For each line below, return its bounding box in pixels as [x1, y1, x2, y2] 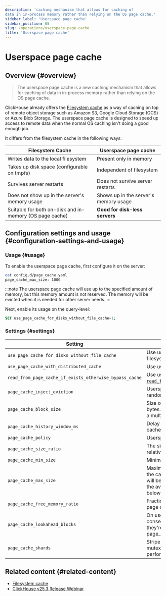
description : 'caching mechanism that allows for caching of [5, 7, 134, 12]
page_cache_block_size [7, 406, 61, 412]
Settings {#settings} [5, 327, 55, 334]
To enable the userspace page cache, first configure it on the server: [5, 263, 145, 269]
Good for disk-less [97, 206, 143, 213]
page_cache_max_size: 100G [5, 277, 61, 282]
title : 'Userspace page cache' [5, 30, 70, 35]
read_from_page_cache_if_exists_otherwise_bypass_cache [7, 375, 142, 380]
